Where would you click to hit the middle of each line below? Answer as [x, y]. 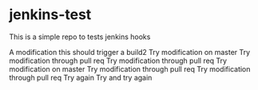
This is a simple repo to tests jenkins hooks [80, 37]
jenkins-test [50, 15]
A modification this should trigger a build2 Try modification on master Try [130, 52]
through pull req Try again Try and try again [81, 77]
